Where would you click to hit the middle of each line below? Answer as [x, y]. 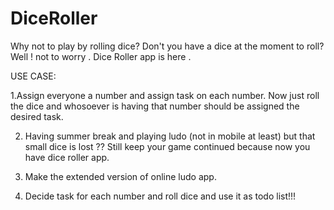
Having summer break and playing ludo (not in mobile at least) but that [170, 136]
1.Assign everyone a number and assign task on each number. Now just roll [165, 95]
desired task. [37, 116]
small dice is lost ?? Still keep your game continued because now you [167, 146]
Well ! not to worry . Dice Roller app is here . [101, 56]
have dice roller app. [67, 157]
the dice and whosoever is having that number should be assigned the [155, 106]
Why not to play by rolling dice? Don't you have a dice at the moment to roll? [167, 46]
